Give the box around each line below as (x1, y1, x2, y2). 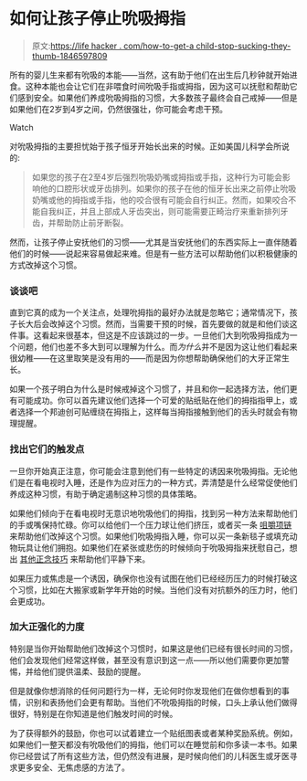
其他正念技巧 (19, 554, 69, 565)
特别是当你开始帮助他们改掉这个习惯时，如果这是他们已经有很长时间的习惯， (9, 643, 298, 654)
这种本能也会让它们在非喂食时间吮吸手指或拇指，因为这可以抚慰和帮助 (25, 80, 290, 91)
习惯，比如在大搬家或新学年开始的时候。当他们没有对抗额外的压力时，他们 (16, 584, 298, 595)
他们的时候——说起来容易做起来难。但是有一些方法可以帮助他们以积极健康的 (9, 248, 298, 259)
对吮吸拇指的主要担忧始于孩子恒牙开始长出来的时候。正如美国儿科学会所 (9, 141, 281, 152)
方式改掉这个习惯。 (9, 259, 82, 270)
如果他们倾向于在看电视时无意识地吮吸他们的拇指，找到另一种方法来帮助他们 (9, 508, 298, 519)
